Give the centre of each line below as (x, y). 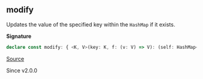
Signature (19, 36)
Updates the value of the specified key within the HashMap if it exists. (91, 24)
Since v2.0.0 (22, 70)
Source (15, 58)
